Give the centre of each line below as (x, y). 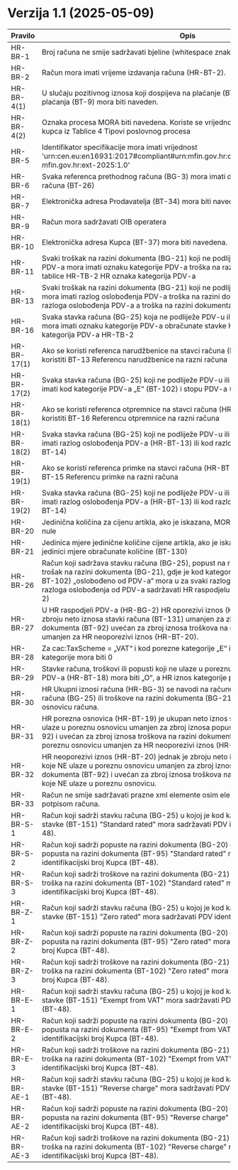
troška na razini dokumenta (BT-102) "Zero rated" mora (135, 970)
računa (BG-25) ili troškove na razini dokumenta (123, 698)
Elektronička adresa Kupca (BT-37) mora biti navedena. (135, 242)
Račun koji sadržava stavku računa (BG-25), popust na (134, 563)
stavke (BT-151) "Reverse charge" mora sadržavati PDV (136, 1088)
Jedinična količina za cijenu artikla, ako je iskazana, (127, 522)
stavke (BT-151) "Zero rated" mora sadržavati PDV (127, 916)
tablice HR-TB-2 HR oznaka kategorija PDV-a (119, 276)
